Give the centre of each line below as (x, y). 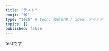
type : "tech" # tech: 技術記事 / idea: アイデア (55, 19)
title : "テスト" (21, 10)
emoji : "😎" (17, 15)
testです (14, 44)
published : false (24, 29)
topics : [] (17, 24)
